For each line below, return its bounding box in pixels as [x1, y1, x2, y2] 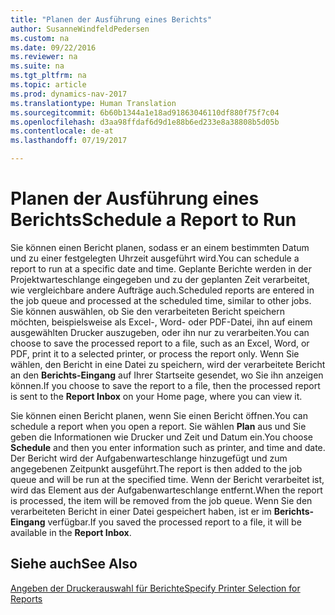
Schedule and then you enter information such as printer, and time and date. [10, 441, 326, 453]
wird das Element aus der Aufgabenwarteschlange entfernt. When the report [10, 484, 323, 496]
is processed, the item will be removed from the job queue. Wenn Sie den [10, 494, 313, 506]
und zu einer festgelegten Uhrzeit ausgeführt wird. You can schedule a [10, 252, 300, 264]
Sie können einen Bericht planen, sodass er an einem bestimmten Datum [10, 241, 310, 253]
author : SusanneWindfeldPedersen [10, 24, 150, 34]
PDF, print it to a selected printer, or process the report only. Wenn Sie [10, 347, 300, 360]
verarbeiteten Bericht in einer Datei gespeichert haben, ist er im [10, 505, 272, 517]
